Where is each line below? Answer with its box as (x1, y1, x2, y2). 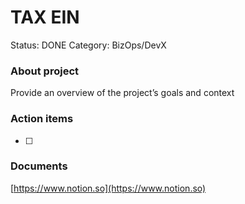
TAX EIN (10, 6, 80, 29)
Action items (10, 112, 74, 126)
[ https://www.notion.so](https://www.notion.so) (10, 182, 207, 194)
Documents (10, 159, 68, 173)
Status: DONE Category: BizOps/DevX (10, 39, 167, 51)
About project (10, 64, 80, 78)
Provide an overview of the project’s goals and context (10, 87, 235, 99)
